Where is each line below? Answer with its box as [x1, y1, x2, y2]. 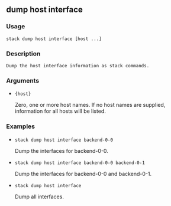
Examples [6, 122, 36, 130]
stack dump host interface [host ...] [6, 35, 102, 42]
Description [6, 50, 41, 58]
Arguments [6, 76, 40, 84]
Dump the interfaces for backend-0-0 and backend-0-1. [14, 170, 152, 177]
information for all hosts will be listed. [14, 107, 107, 115]
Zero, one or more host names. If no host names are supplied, [14, 102, 166, 109]
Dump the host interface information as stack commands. [6, 63, 150, 68]
